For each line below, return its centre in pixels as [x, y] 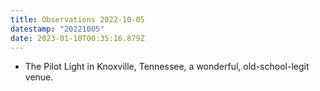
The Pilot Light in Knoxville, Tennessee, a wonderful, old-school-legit [167, 67]
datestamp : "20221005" [57, 29]
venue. [39, 77]
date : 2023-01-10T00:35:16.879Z [77, 38]
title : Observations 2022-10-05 [77, 19]
